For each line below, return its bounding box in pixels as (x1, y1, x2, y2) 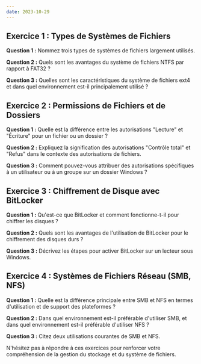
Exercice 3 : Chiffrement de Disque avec (6, 186, 160, 196)
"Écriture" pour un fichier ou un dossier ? (6, 132, 108, 140)
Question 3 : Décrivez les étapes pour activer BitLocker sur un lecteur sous (6, 247, 194, 254)
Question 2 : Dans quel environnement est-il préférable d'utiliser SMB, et (6, 314, 187, 322)
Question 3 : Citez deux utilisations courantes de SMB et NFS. (6, 332, 161, 340)
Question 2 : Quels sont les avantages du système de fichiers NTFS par (6, 58, 185, 66)
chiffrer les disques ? (6, 218, 58, 225)
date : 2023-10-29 (6, 8, 50, 15)
